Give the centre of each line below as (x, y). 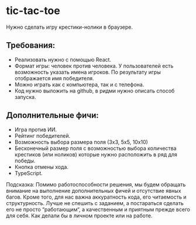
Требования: (31, 45)
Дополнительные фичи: (53, 115)
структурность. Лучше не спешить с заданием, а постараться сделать (95, 203)
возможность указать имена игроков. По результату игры (87, 72)
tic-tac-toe (33, 11)
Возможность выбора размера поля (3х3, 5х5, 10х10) (81, 142)
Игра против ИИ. (36, 129)
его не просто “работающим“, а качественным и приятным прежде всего (98, 209)
